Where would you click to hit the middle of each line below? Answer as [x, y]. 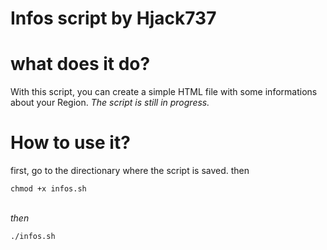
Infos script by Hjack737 [113, 18]
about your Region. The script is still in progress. [110, 103]
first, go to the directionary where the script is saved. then [130, 171]
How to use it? [70, 143]
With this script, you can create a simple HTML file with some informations [164, 92]
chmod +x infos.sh [48, 189]
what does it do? [80, 64]
